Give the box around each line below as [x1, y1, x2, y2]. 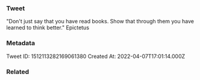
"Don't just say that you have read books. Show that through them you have [6, 18, 195, 25]
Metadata [6, 39, 35, 47]
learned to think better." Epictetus [6, 24, 89, 31]
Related [6, 67, 30, 76]
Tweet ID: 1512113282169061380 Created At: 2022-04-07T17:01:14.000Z [6, 53, 186, 60]
